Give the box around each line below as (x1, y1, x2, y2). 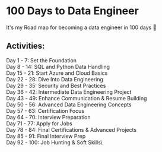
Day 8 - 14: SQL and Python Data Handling (6, 63, 110, 70)
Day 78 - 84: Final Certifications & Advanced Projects (6, 126, 137, 133)
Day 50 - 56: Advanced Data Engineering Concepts (6, 101, 132, 108)
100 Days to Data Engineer (6, 4, 139, 18)
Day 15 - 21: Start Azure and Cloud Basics (6, 69, 108, 77)
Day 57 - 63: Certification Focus (6, 107, 85, 114)
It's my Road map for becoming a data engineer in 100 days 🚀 (6, 24, 157, 31)
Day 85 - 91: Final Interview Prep (6, 132, 86, 140)
